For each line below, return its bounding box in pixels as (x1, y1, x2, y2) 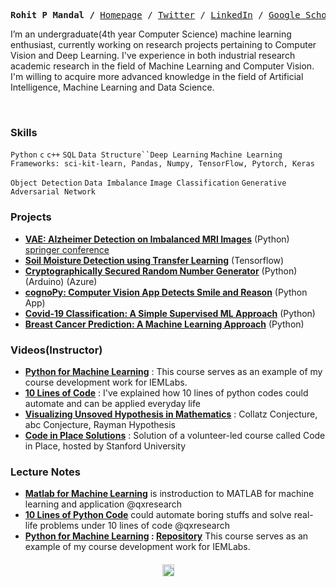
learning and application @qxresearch (24, 498, 183, 510)
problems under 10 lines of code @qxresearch (39, 520, 231, 532)
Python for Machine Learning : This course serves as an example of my (24, 365, 323, 377)
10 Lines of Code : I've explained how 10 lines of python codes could (24, 386, 309, 399)
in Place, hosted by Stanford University (24, 440, 187, 452)
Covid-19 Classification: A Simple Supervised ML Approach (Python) (24, 307, 316, 319)
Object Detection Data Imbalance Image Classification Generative (10, 178, 287, 189)
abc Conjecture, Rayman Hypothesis (24, 418, 176, 430)
